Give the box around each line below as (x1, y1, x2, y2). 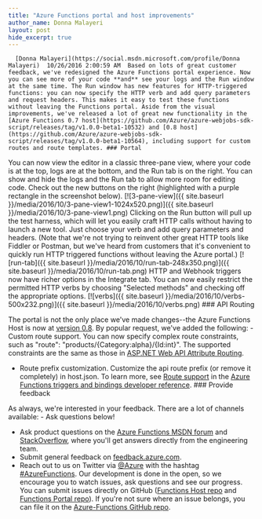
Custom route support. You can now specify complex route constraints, (8, 331, 239, 342)
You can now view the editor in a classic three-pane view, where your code (8, 158, 251, 167)
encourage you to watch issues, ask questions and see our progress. (19, 477, 243, 487)
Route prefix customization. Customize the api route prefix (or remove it (19, 364, 251, 373)
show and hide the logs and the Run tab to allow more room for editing (8, 174, 236, 185)
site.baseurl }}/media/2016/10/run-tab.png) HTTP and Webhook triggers (8, 266, 242, 276)
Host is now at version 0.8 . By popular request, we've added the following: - (8, 323, 253, 333)
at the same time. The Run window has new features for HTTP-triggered (8, 82, 247, 90)
